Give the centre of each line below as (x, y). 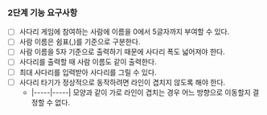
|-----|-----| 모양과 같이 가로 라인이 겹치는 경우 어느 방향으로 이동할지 (141, 92)
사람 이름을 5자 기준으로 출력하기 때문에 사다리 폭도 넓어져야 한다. (122, 52)
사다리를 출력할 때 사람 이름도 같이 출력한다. (88, 62)
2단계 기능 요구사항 (43, 12)
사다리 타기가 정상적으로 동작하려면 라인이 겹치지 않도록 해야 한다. (122, 82)
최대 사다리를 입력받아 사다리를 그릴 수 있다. (88, 72)
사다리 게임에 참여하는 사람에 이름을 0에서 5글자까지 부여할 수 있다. (124, 32)
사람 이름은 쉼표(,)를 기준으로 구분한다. (80, 42)
